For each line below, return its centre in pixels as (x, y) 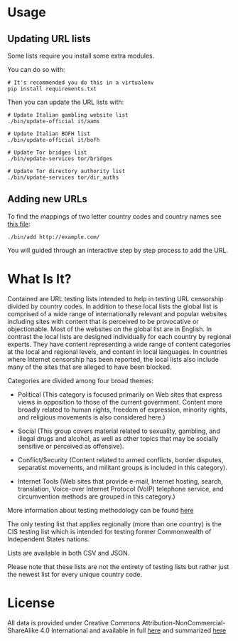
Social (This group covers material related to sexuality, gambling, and (119, 431)
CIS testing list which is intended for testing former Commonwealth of (109, 531)
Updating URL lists (49, 39)
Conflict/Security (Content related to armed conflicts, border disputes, (120, 459)
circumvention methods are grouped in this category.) (96, 496)
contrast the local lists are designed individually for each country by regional (119, 336)
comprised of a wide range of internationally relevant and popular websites (117, 313)
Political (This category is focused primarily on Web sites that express (120, 394)
